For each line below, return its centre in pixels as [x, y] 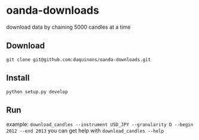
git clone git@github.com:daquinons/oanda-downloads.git [79, 60]
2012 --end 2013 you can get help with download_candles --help [85, 131]
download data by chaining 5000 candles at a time [68, 27]
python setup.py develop [37, 92]
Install [18, 78]
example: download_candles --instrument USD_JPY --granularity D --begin [100, 124]
